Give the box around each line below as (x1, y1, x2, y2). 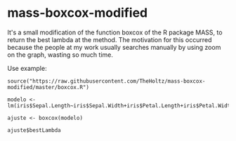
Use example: (7, 64, 47, 72)
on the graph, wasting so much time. (7, 51, 114, 59)
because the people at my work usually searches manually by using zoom (7, 43, 221, 51)
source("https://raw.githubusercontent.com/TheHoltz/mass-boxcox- (7, 77, 206, 85)
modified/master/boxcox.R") (7, 83, 90, 90)
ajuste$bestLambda (7, 126, 61, 134)
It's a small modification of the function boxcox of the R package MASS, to (7, 28, 223, 36)
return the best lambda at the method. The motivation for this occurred (7, 35, 212, 43)
